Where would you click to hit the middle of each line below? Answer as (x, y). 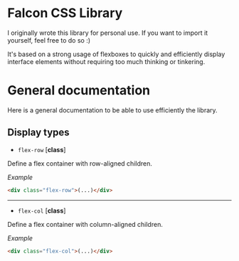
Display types (38, 133)
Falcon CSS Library (65, 13)
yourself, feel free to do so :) (49, 40)
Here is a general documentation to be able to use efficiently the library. (113, 110)
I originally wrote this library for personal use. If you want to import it (108, 33)
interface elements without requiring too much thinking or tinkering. (106, 61)
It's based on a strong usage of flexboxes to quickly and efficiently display (116, 54)
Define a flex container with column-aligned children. (85, 224)
